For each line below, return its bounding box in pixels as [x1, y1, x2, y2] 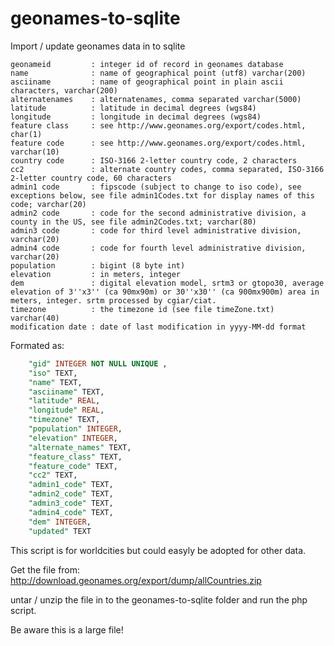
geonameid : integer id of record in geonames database [10, 59, 284, 69]
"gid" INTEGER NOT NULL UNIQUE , [28, 358, 168, 369]
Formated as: [10, 339, 65, 351]
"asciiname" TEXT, [28, 387, 105, 397]
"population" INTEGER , [28, 424, 123, 434]
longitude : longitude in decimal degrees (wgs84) [10, 112, 262, 122]
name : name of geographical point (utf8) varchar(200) [10, 68, 307, 78]
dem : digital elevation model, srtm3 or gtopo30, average [10, 278, 325, 288]
